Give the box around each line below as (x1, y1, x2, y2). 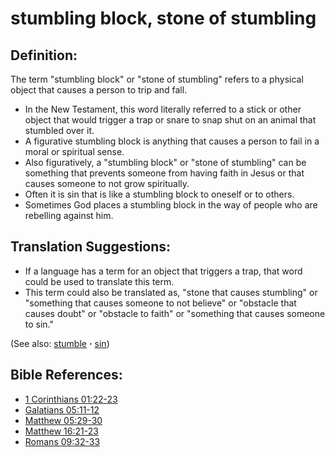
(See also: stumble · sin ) (10, 337, 110, 349)
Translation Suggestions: (10, 238, 172, 256)
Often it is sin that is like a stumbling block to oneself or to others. (24, 188, 295, 200)
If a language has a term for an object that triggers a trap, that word (24, 265, 303, 277)
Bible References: (10, 367, 123, 384)
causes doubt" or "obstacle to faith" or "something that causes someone (24, 307, 326, 319)
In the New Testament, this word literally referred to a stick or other (24, 103, 302, 115)
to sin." (24, 318, 55, 330)
